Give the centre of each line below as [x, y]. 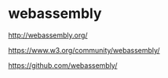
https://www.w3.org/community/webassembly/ [84, 50]
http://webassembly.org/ [48, 35]
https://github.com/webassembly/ [63, 65]
